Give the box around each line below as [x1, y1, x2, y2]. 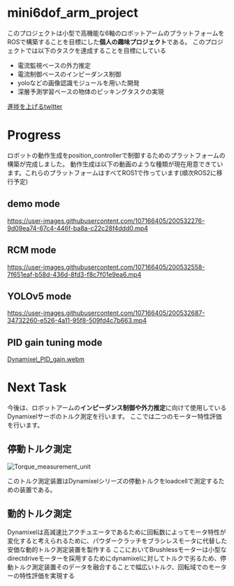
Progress [7, 127, 61, 143]
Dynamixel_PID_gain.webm [7, 355, 85, 364]
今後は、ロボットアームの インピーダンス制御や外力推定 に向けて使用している [7, 404, 227, 412]
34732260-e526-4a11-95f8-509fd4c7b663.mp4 [7, 316, 147, 325]
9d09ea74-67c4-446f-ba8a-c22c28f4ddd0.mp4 [7, 224, 149, 232]
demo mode [7, 198, 61, 210]
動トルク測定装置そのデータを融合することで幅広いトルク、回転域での [7, 562, 209, 571]
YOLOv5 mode [7, 290, 72, 302]
